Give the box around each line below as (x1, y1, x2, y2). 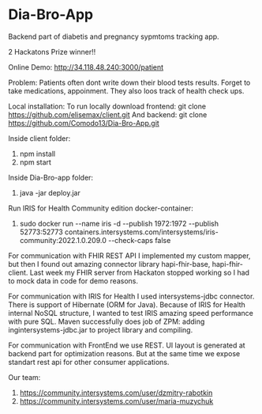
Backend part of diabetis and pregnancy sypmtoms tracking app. (8, 32, 219, 41)
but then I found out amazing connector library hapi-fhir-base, (8, 259, 211, 268)
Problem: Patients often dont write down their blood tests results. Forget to (8, 78, 251, 87)
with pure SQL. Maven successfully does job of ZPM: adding (8, 317, 205, 326)
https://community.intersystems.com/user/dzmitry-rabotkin (19, 388, 213, 397)
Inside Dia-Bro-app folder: (8, 173, 93, 182)
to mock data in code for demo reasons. (8, 275, 138, 286)
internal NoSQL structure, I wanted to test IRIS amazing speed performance (8, 308, 254, 317)
